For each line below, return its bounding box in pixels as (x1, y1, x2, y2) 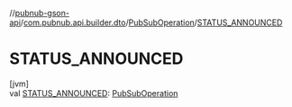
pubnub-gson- (14, 8, 70, 18)
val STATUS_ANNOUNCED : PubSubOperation (9, 87, 178, 98)
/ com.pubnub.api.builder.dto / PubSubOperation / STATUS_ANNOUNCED (20, 17, 283, 28)
